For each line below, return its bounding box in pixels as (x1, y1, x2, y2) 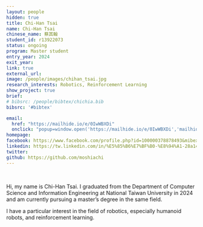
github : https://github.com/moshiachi (6, 155, 104, 161)
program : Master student (6, 48, 69, 54)
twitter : (6, 149, 28, 155)
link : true (6, 65, 34, 71)
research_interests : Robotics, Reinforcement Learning (6, 82, 147, 88)
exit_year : (6, 59, 34, 65)
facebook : (6, 138, 31, 144)
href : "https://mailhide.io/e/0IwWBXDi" (11, 121, 115, 127)
